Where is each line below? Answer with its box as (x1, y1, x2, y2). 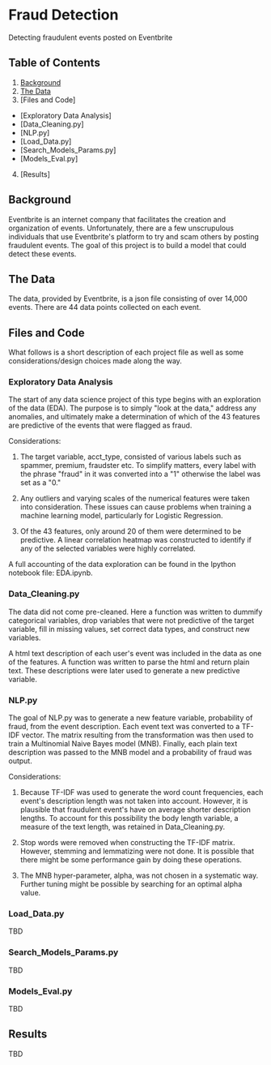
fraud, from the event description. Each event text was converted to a (8, 722, 240, 732)
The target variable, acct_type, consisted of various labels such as (19, 452, 242, 462)
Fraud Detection (8, 6, 119, 24)
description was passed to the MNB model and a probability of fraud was (8, 748, 252, 758)
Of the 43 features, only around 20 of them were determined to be (19, 526, 242, 536)
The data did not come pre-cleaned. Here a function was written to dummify (8, 607, 263, 616)
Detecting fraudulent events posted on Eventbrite (8, 32, 173, 42)
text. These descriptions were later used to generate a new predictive (8, 665, 240, 675)
